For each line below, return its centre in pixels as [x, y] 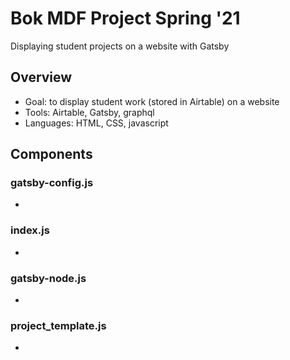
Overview [41, 77]
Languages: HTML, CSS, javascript [96, 123]
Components [51, 154]
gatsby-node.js [48, 278]
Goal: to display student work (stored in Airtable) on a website [152, 101]
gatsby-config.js [52, 183]
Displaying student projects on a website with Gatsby [120, 46]
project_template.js [58, 325]
